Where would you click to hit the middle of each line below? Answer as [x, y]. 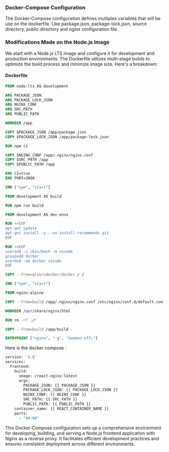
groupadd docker [22, 256]
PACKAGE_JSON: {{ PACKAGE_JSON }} [59, 385]
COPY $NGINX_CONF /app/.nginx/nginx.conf [49, 155]
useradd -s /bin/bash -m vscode [39, 251]
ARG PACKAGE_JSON [23, 95]
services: [16, 362]
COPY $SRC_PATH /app [27, 160]
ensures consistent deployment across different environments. [70, 444]
